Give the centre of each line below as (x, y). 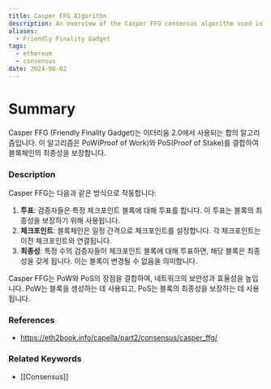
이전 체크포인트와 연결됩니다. (66, 240)
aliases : (23, 31)
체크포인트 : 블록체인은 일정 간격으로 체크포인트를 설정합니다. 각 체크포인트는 (140, 230)
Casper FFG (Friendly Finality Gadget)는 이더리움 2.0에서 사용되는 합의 (124, 132)
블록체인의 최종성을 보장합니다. (58, 153)
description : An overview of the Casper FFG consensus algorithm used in (136, 24)
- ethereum (34, 54)
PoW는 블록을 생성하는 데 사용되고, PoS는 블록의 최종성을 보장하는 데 (135, 288)
